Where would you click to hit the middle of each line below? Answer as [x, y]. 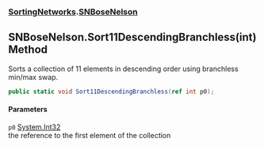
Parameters [28, 110]
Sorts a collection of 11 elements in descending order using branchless [124, 69]
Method [28, 50]
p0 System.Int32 [34, 127]
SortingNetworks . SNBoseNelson [73, 12]
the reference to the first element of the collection [90, 135]
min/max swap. [33, 77]
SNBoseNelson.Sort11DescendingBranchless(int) [132, 37]
